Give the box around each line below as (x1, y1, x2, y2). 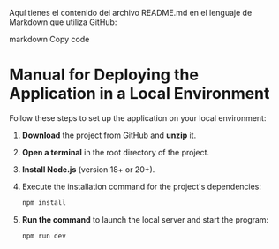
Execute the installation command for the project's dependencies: (21, 181, 262, 192)
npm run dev (21, 231, 66, 240)
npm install (21, 198, 66, 207)
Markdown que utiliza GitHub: (9, 17, 117, 27)
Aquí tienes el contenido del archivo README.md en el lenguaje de (9, 8, 253, 18)
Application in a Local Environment (9, 84, 270, 104)
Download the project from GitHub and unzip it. (21, 130, 197, 140)
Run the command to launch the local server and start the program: (21, 214, 269, 224)
